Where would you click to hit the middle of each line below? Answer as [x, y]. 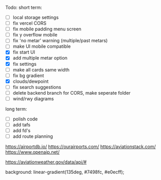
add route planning [33, 136]
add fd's [22, 131]
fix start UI [24, 52]
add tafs [22, 125]
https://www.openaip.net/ [33, 152]
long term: [16, 109]
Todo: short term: [24, 7]
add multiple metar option [40, 58]
